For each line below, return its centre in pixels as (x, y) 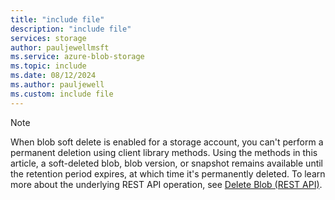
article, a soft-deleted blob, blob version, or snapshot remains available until (167, 163)
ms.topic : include (48, 66)
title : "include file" (57, 19)
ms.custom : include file (62, 94)
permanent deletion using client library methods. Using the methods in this (164, 152)
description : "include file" (71, 29)
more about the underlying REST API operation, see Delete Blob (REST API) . (166, 184)
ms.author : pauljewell (57, 85)
